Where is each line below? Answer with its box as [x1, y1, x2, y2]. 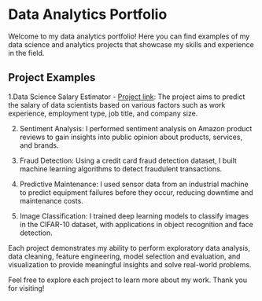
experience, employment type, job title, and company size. [8, 108, 198, 118]
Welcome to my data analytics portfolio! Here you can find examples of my [8, 31, 250, 41]
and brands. [19, 140, 59, 150]
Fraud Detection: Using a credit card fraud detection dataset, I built [19, 156, 238, 165]
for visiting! [8, 283, 45, 292]
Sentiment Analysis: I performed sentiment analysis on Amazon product [19, 123, 253, 133]
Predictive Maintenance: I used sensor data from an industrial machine [19, 179, 249, 189]
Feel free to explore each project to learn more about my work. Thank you [8, 275, 248, 284]
